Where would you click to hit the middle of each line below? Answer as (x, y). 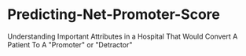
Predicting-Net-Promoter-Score (114, 15)
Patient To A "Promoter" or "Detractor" (70, 44)
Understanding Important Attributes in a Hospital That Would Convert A (123, 36)
